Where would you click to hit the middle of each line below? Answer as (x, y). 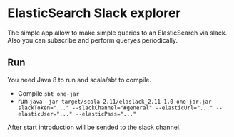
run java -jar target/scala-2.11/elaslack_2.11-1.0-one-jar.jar (115, 101)
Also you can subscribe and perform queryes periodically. (93, 40)
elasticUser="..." (45, 114)
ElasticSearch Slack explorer (94, 13)
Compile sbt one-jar (49, 93)
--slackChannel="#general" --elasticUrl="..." (143, 108)
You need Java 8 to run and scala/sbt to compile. (80, 80)
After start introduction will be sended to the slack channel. (94, 127)
